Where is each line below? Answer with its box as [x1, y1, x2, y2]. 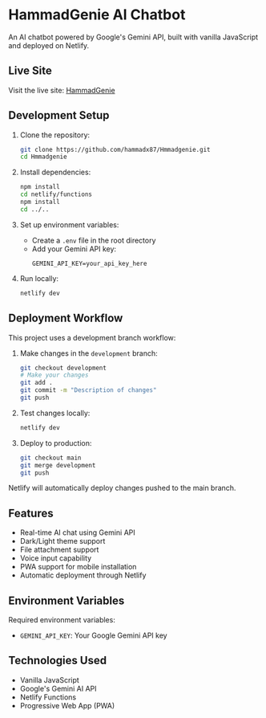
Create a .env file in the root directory [31, 235, 156, 245]
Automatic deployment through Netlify [19, 570, 147, 580]
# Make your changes [19, 371, 89, 379]
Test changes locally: [19, 408, 91, 418]
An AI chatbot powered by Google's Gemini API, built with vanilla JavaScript [8, 32, 259, 42]
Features [8, 506, 54, 520]
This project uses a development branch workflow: [8, 332, 176, 342]
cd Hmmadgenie [19, 153, 67, 161]
